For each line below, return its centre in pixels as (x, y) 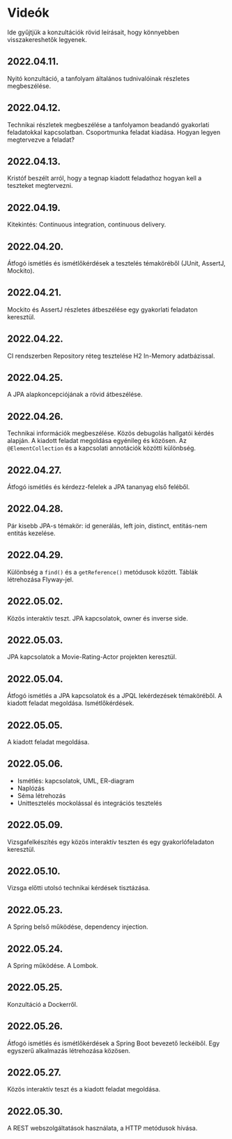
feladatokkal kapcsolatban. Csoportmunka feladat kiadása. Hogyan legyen (114, 132)
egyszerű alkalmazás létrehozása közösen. (69, 1050)
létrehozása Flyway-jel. (41, 579)
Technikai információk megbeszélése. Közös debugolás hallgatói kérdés (111, 433)
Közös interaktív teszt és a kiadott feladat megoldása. (84, 1089)
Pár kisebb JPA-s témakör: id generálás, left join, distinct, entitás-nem (107, 525)
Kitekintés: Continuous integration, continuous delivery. (87, 224)
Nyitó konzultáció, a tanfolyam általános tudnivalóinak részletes (99, 78)
